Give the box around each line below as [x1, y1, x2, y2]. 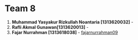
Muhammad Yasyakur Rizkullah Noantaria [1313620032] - [11, 19, 134, 25]
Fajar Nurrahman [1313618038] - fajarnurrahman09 [11, 29, 118, 35]
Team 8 [4, 3, 36, 14]
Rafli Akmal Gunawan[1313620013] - [11, 24, 89, 30]
